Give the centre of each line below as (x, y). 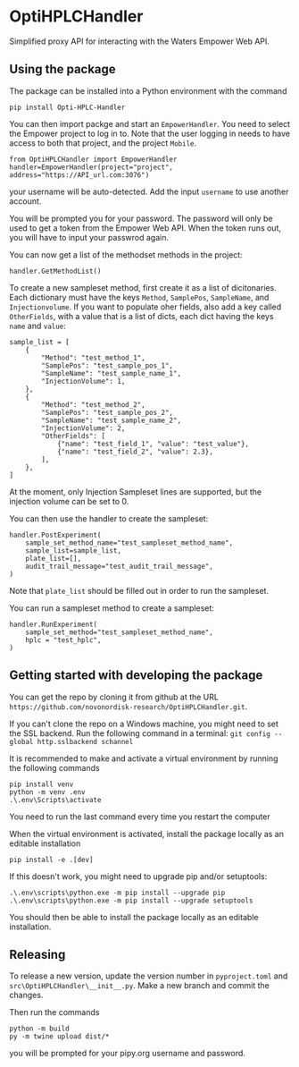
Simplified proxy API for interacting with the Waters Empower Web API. (140, 41)
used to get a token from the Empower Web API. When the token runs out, (145, 228)
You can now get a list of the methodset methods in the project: (126, 254)
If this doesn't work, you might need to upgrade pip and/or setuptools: (138, 876)
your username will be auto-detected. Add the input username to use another (149, 191)
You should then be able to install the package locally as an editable (134, 917)
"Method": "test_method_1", (93, 358)
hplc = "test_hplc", (63, 640)
